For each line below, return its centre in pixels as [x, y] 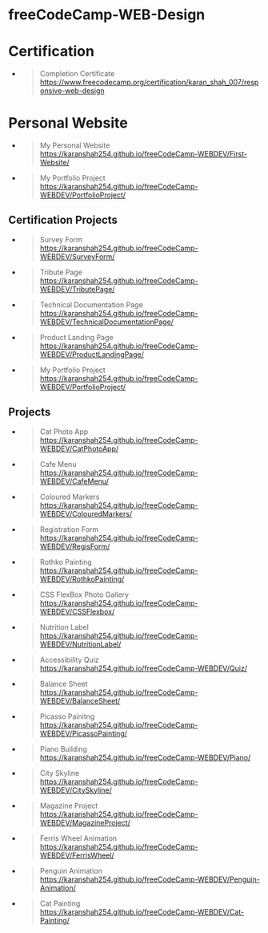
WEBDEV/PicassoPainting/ [84, 733]
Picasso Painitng [67, 716]
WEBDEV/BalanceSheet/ [80, 700]
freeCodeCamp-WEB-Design [107, 15]
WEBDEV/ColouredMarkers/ [86, 513]
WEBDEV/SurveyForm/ [77, 256]
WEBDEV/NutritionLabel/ [80, 644]
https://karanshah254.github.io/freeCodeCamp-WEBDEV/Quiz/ [144, 668]
